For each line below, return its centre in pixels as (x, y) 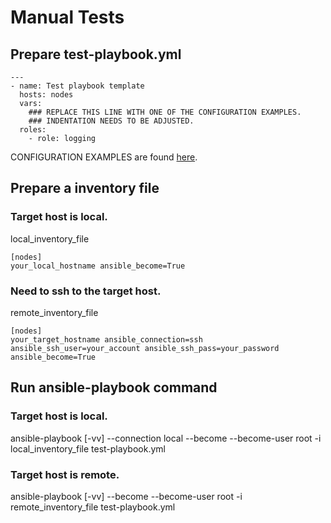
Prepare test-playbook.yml (96, 54)
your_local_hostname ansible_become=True (98, 266)
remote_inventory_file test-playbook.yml (93, 507)
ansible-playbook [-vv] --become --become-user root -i (126, 496)
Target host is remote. (65, 474)
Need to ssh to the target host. (86, 291)
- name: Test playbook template (77, 86)
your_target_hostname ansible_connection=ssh (106, 339)
